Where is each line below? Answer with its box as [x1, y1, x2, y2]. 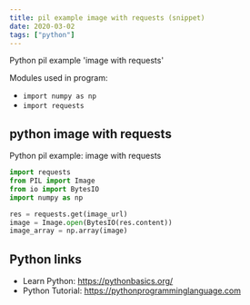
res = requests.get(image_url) [9, 210, 128, 219]
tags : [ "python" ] [9, 30, 75, 39]
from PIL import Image [9, 176, 95, 186]
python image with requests [9, 126, 173, 142]
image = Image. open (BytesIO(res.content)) [9, 218, 173, 227]
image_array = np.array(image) [9, 226, 128, 236]
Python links [9, 251, 82, 267]
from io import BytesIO [9, 184, 100, 193]
